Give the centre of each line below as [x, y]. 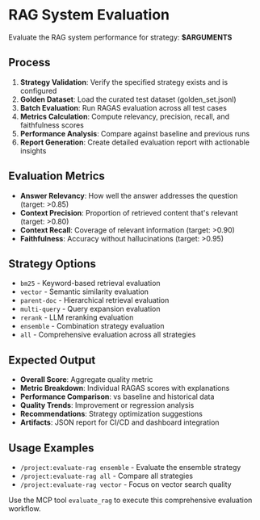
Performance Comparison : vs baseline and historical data [117, 396]
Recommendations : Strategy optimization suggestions [111, 414]
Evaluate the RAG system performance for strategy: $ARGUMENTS [120, 37]
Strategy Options [52, 264]
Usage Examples [51, 448]
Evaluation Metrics [57, 176]
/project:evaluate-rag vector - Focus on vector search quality [126, 484]
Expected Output [52, 360]
